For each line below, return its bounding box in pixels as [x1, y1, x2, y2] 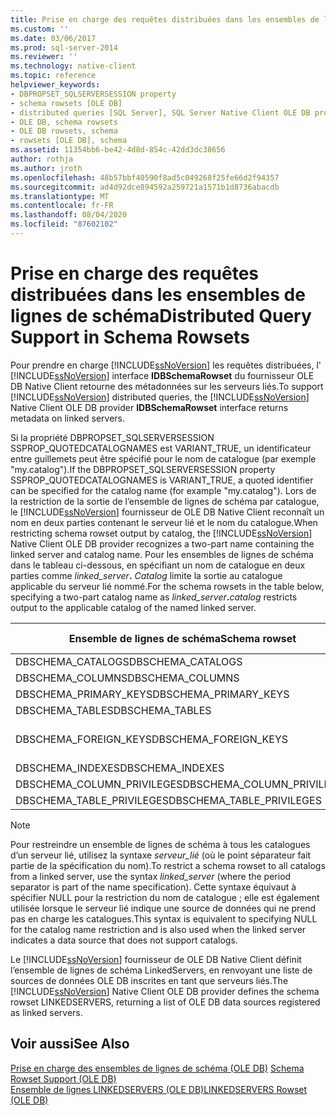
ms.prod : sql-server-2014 [10, 42, 118, 53]
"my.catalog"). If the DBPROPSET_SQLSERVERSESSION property [10, 463, 276, 475]
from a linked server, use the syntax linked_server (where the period [10, 870, 292, 882]
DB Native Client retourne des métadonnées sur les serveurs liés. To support [10, 380, 324, 392]
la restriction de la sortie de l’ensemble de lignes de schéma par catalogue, [10, 495, 320, 507]
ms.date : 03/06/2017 [10, 33, 97, 43]
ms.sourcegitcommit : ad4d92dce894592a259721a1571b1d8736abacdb [10, 182, 280, 192]
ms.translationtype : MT [10, 191, 110, 201]
